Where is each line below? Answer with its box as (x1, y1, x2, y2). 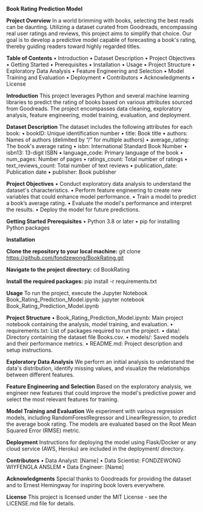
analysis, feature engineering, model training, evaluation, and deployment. (6, 112, 191, 118)
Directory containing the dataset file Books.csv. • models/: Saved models (6, 333, 189, 341)
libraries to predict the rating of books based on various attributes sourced (6, 98, 193, 106)
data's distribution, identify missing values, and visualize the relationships (6, 364, 190, 372)
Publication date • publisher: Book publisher (6, 168, 117, 176)
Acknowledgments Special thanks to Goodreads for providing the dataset (6, 475, 192, 482)
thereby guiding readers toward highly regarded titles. (6, 43, 141, 50)
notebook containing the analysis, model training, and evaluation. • (6, 321, 174, 327)
